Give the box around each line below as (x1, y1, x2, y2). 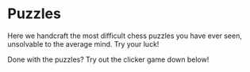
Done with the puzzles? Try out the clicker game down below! (7, 55, 210, 64)
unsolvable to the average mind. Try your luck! (7, 39, 160, 48)
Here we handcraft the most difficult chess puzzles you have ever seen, (7, 31, 243, 40)
